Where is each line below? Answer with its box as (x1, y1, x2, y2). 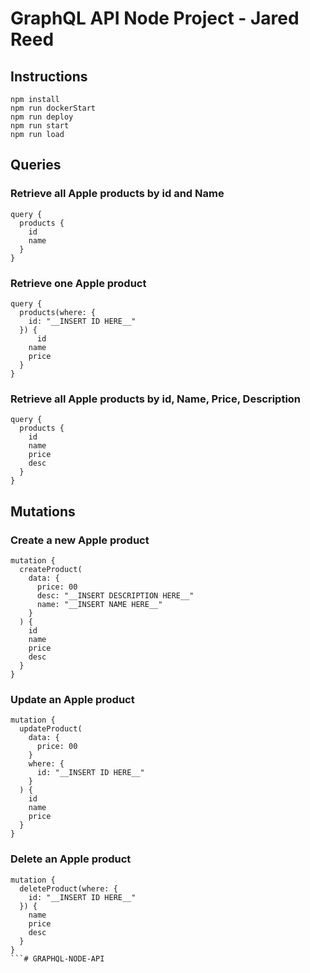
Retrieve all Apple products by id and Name (10, 187, 225, 201)
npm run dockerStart (10, 103, 97, 113)
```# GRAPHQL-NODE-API (10, 953, 105, 964)
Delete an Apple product (10, 852, 132, 866)
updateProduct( (19, 724, 83, 734)
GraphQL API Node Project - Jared (10, 7, 300, 30)
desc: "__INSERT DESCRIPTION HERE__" (36, 590, 195, 601)
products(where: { (19, 307, 97, 317)
